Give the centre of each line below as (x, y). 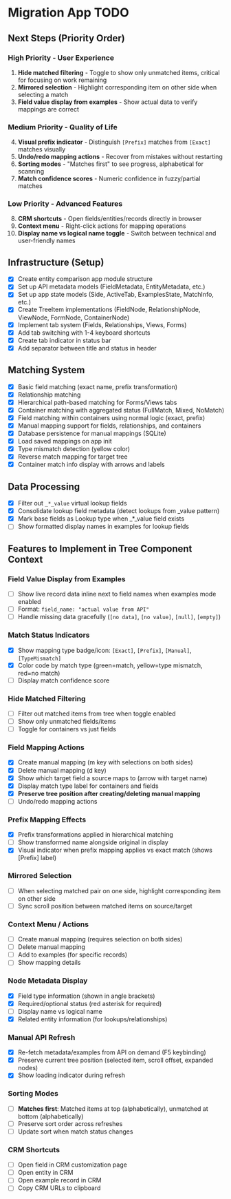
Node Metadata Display (48, 981)
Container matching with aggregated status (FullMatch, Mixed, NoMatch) (121, 410)
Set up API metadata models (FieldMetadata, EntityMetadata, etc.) (111, 286)
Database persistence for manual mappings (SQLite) (92, 433)
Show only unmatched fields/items (67, 722)
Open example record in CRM (59, 1180)
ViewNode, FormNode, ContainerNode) (74, 317)
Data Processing (44, 487)
